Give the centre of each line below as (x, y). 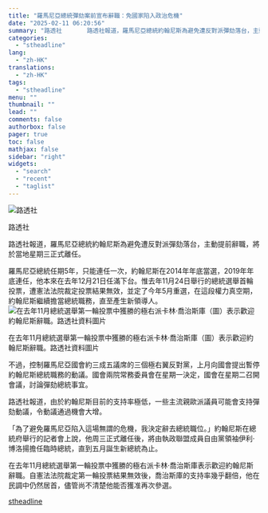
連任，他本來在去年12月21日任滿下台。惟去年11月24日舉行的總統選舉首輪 (134, 281)
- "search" (33, 172)
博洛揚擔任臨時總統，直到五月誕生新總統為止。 (85, 448)
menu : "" (23, 97)
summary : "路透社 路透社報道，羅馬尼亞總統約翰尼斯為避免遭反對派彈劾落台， (131, 30)
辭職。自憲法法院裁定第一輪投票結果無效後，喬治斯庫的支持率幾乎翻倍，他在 (134, 475)
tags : (17, 82)
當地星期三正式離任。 (50, 254)
